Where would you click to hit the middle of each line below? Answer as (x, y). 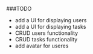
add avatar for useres (42, 46)
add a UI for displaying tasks (50, 27)
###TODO (19, 9)
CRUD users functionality (46, 33)
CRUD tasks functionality (46, 39)
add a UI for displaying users (51, 20)
